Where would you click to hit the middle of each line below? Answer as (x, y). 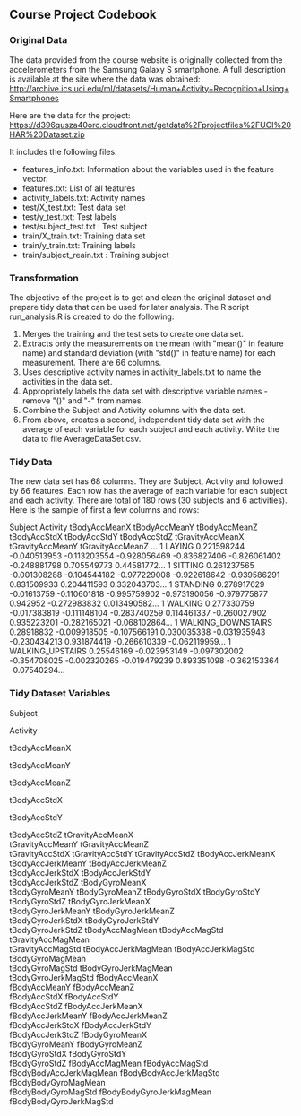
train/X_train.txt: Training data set (84, 236)
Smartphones (34, 98)
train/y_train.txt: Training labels (79, 245)
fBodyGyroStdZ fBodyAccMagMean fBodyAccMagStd (109, 1063)
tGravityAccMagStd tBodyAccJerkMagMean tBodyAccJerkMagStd (132, 948)
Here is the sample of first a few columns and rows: (104, 510)
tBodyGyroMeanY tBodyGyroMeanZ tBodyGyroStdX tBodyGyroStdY (135, 892)
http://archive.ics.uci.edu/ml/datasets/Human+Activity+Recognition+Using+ (149, 88)
